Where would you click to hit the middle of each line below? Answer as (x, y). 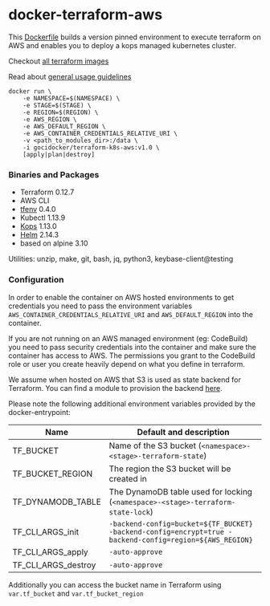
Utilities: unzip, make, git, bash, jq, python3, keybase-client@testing (121, 259)
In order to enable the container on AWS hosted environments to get (121, 297)
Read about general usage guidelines (70, 76)
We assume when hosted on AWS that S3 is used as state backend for (125, 380)
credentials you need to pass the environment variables (100, 306)
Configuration (36, 280)
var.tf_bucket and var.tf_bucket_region (76, 593)
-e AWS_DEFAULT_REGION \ (64, 126)
